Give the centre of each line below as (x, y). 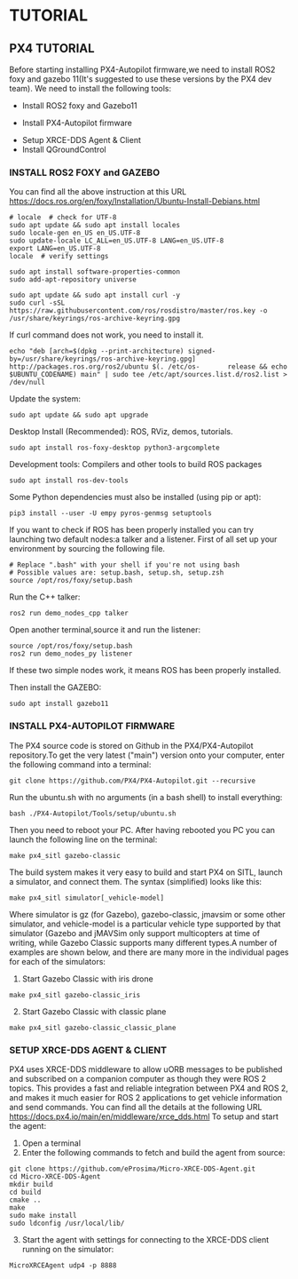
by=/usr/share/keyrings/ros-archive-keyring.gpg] (103, 359)
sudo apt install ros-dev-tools (69, 481)
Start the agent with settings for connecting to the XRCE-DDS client (145, 1239)
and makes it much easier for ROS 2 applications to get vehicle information (145, 1097)
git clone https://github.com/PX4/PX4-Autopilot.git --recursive (132, 781)
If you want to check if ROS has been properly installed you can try (132, 530)
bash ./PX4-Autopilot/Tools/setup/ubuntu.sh (93, 814)
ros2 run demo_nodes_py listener (71, 654)
